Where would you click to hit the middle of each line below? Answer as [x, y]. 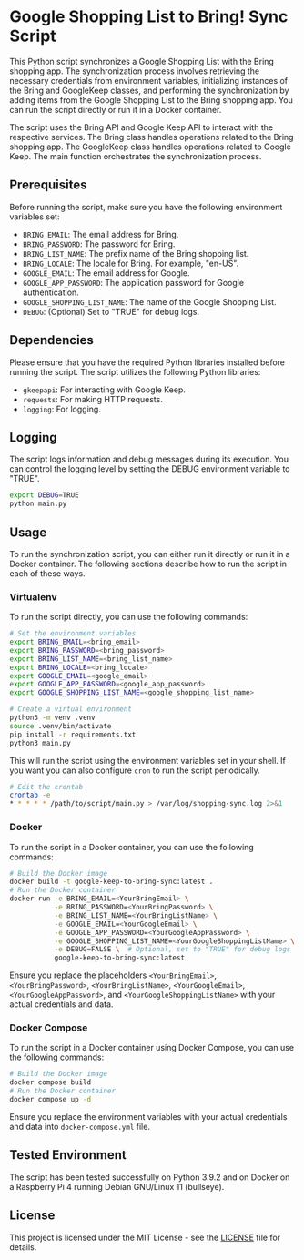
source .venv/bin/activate [61, 726]
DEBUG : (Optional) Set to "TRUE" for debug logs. [111, 311]
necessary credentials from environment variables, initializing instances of [149, 80]
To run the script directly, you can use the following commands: [129, 617]
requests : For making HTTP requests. [93, 399]
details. [23, 1247]
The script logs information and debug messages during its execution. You [149, 459]
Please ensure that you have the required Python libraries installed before [147, 362]
